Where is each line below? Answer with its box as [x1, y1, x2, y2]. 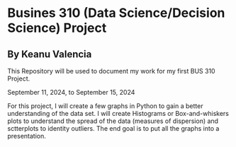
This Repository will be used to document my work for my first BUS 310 [7, 67, 215, 75]
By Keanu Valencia [7, 48, 92, 60]
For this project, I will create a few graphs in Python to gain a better [7, 102, 203, 110]
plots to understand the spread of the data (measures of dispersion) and [7, 117, 218, 125]
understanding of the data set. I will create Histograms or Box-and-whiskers [7, 110, 229, 117]
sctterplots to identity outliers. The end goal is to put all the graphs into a [7, 124, 220, 132]
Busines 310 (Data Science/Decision [7, 5, 225, 21]
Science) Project [7, 20, 107, 36]
